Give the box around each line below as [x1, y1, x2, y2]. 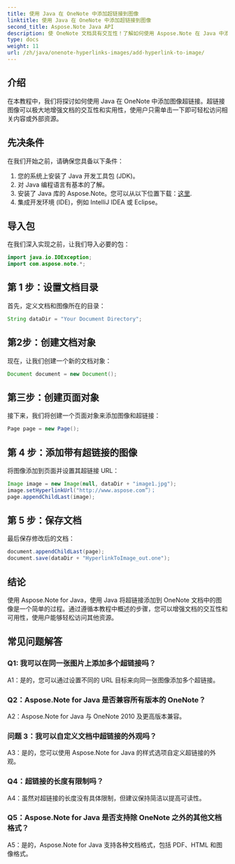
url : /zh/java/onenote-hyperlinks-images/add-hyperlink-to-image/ [7, 50, 205, 57]
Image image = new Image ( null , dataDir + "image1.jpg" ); [7, 480, 177, 487]
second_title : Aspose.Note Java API [7, 23, 114, 30]
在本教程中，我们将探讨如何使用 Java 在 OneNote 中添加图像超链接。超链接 [7, 97, 225, 105]
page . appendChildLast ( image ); [7, 493, 96, 500]
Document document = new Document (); [7, 370, 117, 378]
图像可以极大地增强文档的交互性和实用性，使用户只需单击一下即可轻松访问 [7, 106, 222, 114]
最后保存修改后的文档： [7, 534, 75, 543]
